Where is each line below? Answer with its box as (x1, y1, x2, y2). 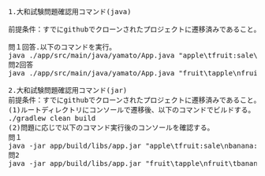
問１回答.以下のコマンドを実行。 (8, 42, 117, 51)
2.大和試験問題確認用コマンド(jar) (8, 86, 128, 94)
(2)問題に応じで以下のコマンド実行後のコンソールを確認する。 (8, 123, 215, 132)
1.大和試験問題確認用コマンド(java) (8, 7, 132, 16)
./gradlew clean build (8, 114, 96, 123)
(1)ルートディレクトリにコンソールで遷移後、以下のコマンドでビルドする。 (8, 105, 256, 114)
